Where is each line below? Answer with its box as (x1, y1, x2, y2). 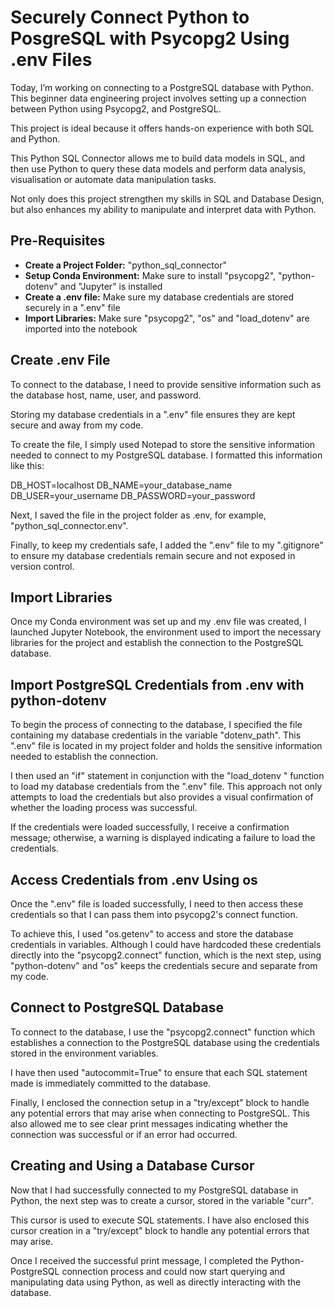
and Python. (10, 132, 61, 145)
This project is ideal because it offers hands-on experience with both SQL (10, 122, 315, 134)
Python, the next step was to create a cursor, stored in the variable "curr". (10, 1194, 314, 1206)
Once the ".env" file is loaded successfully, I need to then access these (10, 898, 304, 910)
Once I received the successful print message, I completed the (10, 1254, 269, 1266)
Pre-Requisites (10, 232, 106, 250)
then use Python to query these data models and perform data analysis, (10, 162, 307, 175)
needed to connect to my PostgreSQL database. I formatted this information (10, 449, 323, 461)
